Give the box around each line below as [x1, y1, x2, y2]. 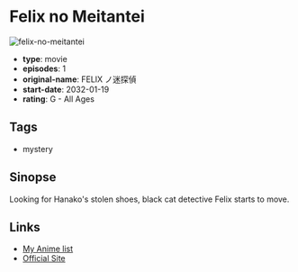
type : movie [22, 53, 68, 64]
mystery [22, 143, 54, 154]
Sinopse [9, 169, 57, 186]
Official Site [22, 253, 66, 264]
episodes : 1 [22, 63, 66, 74]
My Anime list [22, 243, 74, 254]
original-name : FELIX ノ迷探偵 [22, 74, 137, 85]
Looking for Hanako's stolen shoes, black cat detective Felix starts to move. [9, 194, 290, 204]
